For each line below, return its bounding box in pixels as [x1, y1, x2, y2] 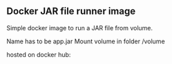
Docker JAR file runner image [6, 6, 136, 17]
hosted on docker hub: [6, 50, 71, 58]
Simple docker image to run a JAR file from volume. [6, 23, 153, 32]
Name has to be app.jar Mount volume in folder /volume [6, 37, 165, 45]
